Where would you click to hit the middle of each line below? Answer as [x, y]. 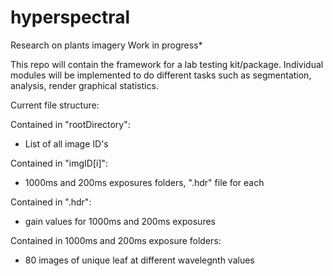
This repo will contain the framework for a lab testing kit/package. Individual [167, 64]
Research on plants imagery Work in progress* [106, 45]
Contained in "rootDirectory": [70, 124]
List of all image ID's [66, 143]
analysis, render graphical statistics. [84, 85]
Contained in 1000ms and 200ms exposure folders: [116, 240]
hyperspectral [70, 17]
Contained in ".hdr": [51, 202]
